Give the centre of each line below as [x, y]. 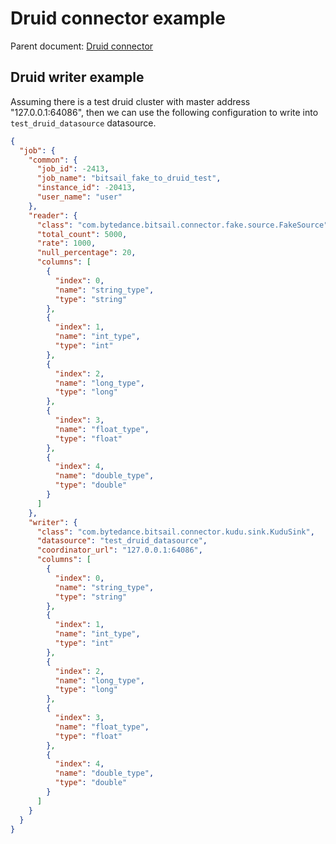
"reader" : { [53, 215]
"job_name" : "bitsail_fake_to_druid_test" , [129, 178]
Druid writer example [77, 77]
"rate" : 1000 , [66, 243]
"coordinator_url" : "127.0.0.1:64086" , [119, 550]
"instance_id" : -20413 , [86, 188]
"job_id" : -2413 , [73, 169]
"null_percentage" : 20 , [86, 253]
